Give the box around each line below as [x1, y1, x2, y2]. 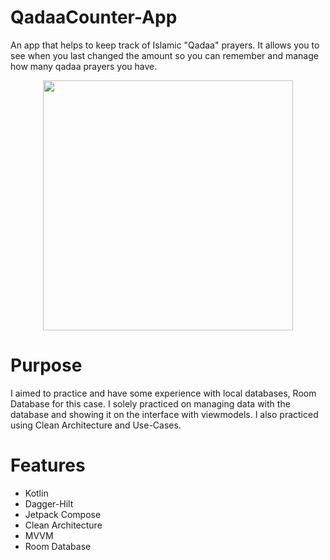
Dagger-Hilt [24, 497, 74, 510]
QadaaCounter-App [10, 6, 178, 29]
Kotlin [24, 487, 49, 499]
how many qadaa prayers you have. [10, 60, 158, 72]
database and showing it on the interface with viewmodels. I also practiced [10, 408, 319, 420]
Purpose [10, 354, 83, 377]
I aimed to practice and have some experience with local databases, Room [10, 387, 317, 399]
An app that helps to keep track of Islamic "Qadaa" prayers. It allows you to [10, 39, 320, 51]
